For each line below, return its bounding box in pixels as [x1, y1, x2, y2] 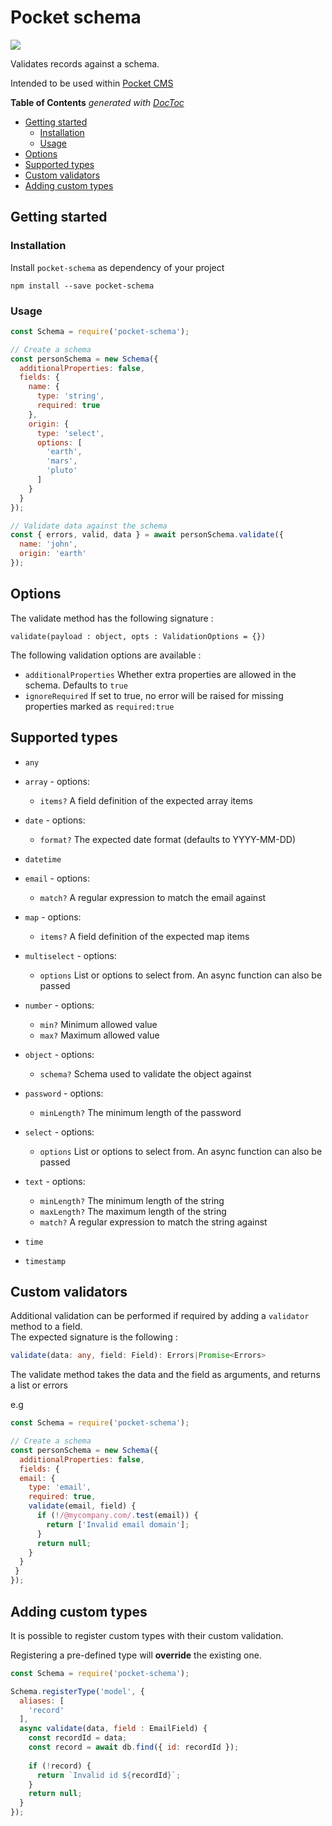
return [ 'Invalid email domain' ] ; [46, 1519, 190, 1530]
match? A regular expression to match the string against [39, 1216, 268, 1228]
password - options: [24, 1087, 104, 1099]
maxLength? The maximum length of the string [39, 1205, 227, 1217]
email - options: [24, 872, 90, 884]
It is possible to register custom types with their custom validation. [10, 1629, 284, 1641]
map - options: [24, 911, 82, 923]
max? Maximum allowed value [39, 1029, 160, 1041]
